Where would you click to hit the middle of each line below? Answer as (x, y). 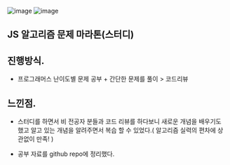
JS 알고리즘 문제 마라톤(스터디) (71, 35)
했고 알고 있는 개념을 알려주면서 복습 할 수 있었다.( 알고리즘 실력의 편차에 (116, 131)
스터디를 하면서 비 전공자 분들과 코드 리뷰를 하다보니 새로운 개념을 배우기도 (120, 121)
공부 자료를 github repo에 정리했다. (66, 154)
